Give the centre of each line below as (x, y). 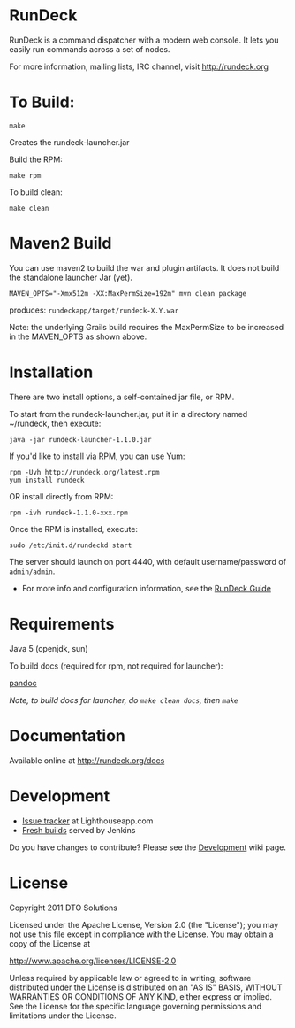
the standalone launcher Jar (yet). (71, 277)
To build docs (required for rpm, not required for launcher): (116, 666)
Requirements (62, 624)
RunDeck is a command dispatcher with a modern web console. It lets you (144, 40)
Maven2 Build (61, 243)
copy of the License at (50, 943)
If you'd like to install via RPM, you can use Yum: (97, 456)
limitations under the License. (63, 1016)
